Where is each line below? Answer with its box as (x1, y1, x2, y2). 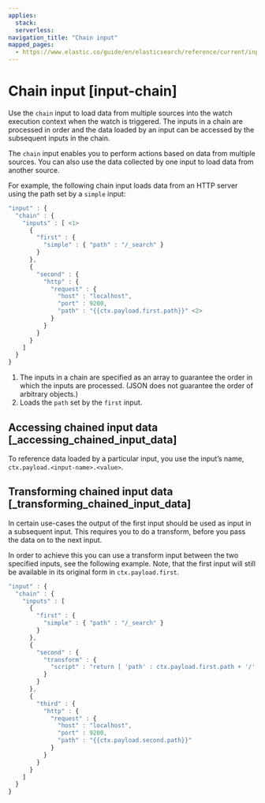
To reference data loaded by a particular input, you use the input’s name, (8, 454, 244, 463)
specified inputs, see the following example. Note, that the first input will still (8, 558, 256, 568)
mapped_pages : (8, 41, 55, 49)
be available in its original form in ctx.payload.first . (8, 567, 180, 577)
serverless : (15, 26, 55, 34)
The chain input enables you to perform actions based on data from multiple (8, 148, 256, 158)
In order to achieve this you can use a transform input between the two (8, 550, 239, 560)
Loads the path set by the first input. (19, 398, 143, 407)
